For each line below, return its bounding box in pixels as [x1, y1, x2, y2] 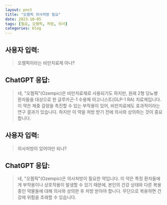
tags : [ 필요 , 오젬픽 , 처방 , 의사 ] [5, 21, 67, 26]
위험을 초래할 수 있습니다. [26, 194, 76, 200]
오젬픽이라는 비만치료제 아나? [17, 59, 75, 65]
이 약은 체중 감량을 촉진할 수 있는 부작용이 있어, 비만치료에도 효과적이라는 [17, 102, 160, 108]
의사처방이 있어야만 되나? [17, 145, 67, 151]
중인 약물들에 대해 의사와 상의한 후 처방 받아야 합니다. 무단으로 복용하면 [17, 188, 156, 194]
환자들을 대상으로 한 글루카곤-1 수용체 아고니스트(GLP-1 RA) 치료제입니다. [17, 96, 161, 102]
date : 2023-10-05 [5, 16, 41, 21]
